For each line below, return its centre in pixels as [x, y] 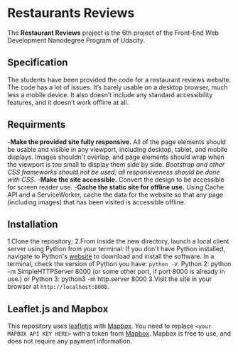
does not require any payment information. [70, 341]
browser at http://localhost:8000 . [58, 287]
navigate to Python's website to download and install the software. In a [111, 256]
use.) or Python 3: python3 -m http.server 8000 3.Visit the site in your [110, 279]
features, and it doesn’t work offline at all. [68, 102]
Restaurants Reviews [71, 13]
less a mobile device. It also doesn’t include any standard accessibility [110, 94]
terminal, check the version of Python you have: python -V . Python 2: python [119, 264]
